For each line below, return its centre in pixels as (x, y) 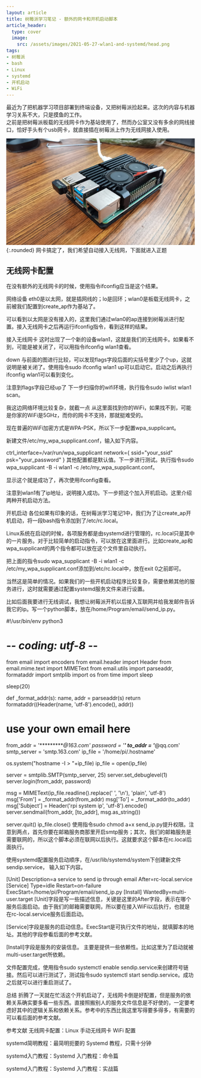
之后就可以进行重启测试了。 (40, 983)
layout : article (26, 13)
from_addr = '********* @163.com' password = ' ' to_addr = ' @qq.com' (93, 745)
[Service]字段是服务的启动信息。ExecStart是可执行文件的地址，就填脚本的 (98, 927)
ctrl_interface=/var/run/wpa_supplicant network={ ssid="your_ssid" (90, 453)
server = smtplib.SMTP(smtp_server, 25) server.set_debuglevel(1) (87, 775)
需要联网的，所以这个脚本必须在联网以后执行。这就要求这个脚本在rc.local (97, 840)
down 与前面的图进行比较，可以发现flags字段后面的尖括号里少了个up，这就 (99, 360)
